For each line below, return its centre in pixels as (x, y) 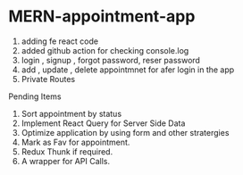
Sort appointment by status (71, 113)
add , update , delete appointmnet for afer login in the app (128, 70)
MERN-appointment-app (102, 17)
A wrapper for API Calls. (66, 161)
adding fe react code (60, 41)
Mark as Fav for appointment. (75, 142)
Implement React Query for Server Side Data (103, 123)
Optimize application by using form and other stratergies (125, 132)
